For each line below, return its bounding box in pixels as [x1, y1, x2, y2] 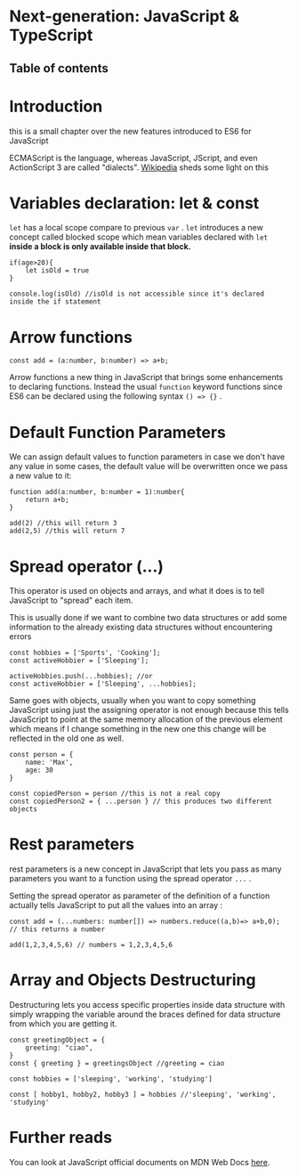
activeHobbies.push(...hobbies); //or [9, 672, 153, 681]
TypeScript [9, 25, 93, 45]
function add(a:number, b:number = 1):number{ [9, 488, 185, 497]
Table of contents [9, 61, 109, 76]
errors [9, 631, 32, 642]
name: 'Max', [25, 758, 74, 767]
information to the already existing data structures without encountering [9, 621, 273, 633]
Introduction [9, 96, 103, 117]
